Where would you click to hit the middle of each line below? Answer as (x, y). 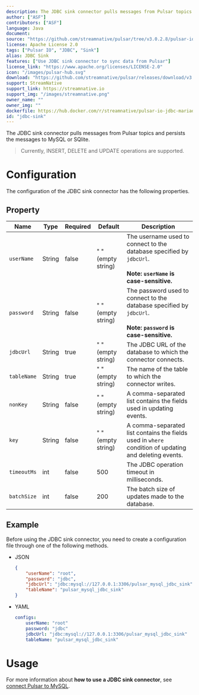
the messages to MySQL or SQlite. (48, 139)
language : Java (25, 28)
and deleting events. (155, 455)
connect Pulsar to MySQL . (38, 686)
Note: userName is (150, 273)
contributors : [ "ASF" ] (34, 23)
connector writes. (151, 384)
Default (109, 227)
